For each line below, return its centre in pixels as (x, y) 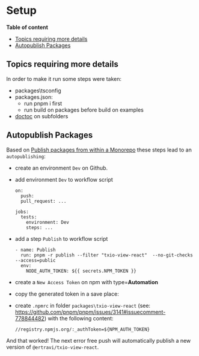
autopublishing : (26, 156)
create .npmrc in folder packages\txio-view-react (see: (83, 305)
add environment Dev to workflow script (64, 179)
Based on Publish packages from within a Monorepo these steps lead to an (99, 150)
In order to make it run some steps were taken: (64, 78)
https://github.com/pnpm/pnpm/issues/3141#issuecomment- (90, 312)
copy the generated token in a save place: (67, 294)
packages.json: (34, 97)
